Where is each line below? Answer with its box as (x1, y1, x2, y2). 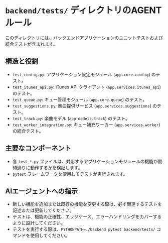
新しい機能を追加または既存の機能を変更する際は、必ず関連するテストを (12, 201, 162, 207)
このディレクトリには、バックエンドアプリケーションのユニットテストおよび (5, 35, 163, 41)
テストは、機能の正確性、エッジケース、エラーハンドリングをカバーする (12, 214, 162, 220)
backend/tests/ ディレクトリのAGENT (5, 5, 162, 16)
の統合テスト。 (12, 128, 44, 134)
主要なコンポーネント (5, 144, 71, 153)
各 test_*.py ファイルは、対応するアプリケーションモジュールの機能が (12, 158, 158, 164)
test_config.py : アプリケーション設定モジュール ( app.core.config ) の (12, 71, 156, 77)
